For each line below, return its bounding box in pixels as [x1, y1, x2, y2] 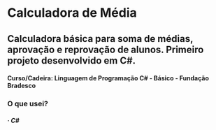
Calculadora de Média [7, 5, 138, 21]
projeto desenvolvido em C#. [7, 55, 136, 66]
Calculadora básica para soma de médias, [7, 33, 194, 45]
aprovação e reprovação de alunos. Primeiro [7, 43, 204, 55]
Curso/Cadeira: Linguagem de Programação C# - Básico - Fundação [7, 74, 210, 82]
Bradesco [7, 82, 36, 90]
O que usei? [7, 99, 49, 109]
